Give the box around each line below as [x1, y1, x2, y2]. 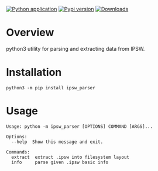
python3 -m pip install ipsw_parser [6, 85, 95, 90]
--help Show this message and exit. [11, 139, 104, 145]
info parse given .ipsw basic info [11, 159, 109, 165]
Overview [6, 26, 54, 39]
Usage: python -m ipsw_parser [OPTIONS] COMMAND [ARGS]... [6, 123, 153, 130]
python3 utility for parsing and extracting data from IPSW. [6, 45, 145, 52]
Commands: [6, 149, 30, 155]
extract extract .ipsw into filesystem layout [11, 154, 130, 160]
